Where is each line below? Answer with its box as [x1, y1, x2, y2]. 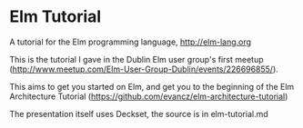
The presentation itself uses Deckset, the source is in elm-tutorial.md [9, 108, 268, 119]
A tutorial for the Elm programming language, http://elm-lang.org [9, 36, 252, 47]
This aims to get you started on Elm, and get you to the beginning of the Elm [9, 81, 295, 92]
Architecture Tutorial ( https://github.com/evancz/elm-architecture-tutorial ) [9, 91, 288, 102]
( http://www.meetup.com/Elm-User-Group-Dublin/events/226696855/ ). [9, 64, 279, 74]
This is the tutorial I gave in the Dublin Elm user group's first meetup [9, 54, 264, 64]
